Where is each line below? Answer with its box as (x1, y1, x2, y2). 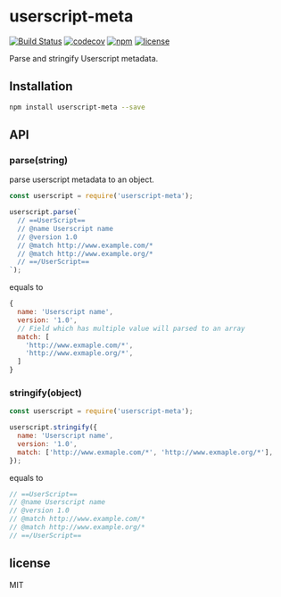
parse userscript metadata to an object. (9, 174, 154, 185)
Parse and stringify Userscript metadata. (9, 53, 159, 63)
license (9, 556, 51, 571)
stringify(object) (9, 386, 83, 399)
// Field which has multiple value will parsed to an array (17, 324, 245, 333)
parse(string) (9, 153, 69, 166)
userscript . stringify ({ (9, 423, 98, 432)
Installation (9, 79, 73, 95)
